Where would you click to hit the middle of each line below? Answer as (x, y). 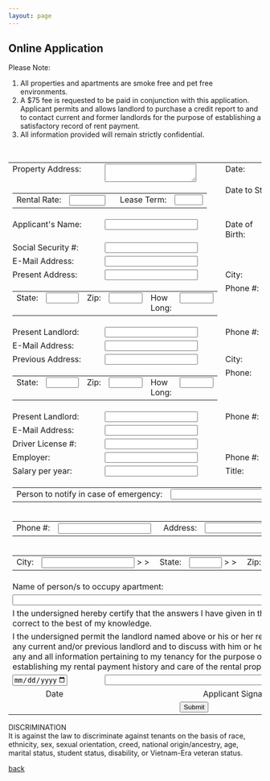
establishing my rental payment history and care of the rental (127, 667)
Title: (234, 471)
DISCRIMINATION (37, 727)
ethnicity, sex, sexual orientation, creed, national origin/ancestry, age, (124, 744)
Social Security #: (45, 248)
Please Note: (29, 68)
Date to (239, 190)
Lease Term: (143, 200)
